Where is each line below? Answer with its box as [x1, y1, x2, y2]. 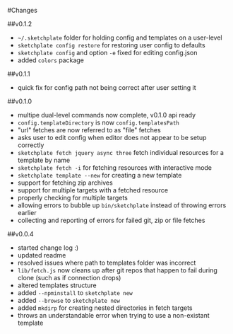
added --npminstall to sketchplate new [17, 289, 133, 296]
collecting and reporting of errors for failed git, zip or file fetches [17, 216, 205, 224]
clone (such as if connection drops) [17, 274, 121, 282]
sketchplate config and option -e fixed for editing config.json [17, 49, 198, 57]
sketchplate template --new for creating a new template [17, 171, 182, 179]
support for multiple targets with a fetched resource [17, 186, 168, 194]
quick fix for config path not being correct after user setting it [17, 83, 196, 91]
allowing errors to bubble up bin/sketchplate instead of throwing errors [17, 201, 227, 209]
